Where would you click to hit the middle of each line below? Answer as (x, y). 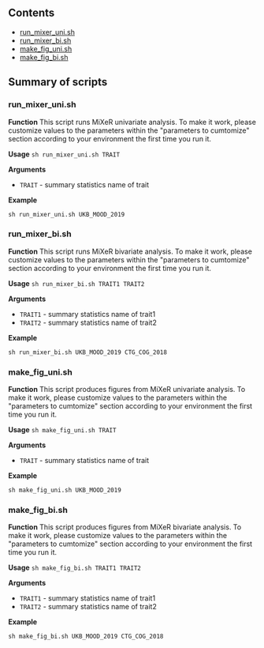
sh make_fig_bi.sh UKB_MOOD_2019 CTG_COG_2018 (86, 637)
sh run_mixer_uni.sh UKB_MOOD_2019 (67, 214)
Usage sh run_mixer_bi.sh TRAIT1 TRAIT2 (76, 283)
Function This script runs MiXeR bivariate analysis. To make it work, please (130, 251)
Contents (32, 13)
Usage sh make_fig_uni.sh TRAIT (62, 430)
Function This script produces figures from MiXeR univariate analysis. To (127, 390)
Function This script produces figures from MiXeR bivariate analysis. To (125, 527)
